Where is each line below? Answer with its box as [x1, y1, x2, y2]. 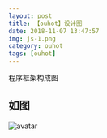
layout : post [8, 11, 53, 20]
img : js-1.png [8, 34, 57, 43]
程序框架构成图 [8, 73, 58, 82]
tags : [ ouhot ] [8, 50, 57, 58]
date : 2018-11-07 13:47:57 [8, 27, 100, 35]
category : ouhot [8, 42, 63, 50]
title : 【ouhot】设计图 [8, 19, 83, 28]
